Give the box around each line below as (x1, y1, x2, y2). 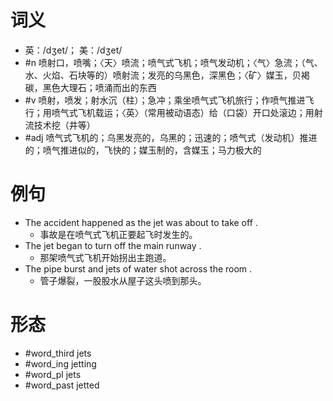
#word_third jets (24, 347, 92, 359)
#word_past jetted (24, 379, 100, 391)
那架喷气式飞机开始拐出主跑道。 (39, 251, 172, 263)
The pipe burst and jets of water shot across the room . (24, 262, 253, 275)
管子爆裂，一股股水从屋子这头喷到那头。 (39, 274, 207, 286)
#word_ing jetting (24, 357, 97, 370)
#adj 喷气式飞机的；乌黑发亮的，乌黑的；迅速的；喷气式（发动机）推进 (24, 131, 318, 143)
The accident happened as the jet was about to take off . (24, 216, 258, 228)
